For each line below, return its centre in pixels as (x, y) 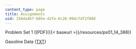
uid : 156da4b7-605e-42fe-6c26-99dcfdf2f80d (51, 18)
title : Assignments (25, 14)
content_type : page (25, 9)
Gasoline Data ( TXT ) (26, 42)
